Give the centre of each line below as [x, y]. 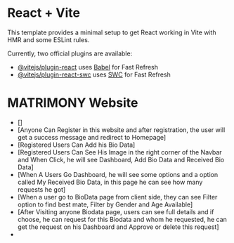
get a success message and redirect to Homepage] [92, 137]
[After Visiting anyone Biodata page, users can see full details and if [116, 211]
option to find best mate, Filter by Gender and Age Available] [105, 204]
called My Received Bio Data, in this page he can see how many [110, 182]
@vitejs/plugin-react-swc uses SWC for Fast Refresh [94, 74]
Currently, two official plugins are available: [70, 53]
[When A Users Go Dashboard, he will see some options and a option [118, 174]
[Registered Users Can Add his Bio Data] [76, 145]
